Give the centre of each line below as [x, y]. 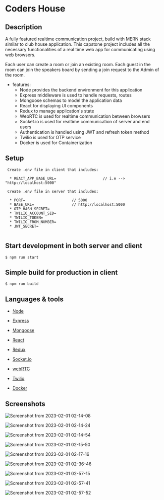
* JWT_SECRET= [24, 226]
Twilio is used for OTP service [50, 137]
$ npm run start [22, 257]
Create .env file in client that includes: [53, 169]
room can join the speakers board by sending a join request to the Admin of [82, 70]
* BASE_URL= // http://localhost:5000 [67, 204]
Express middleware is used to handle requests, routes [76, 95]
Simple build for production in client [61, 273]
